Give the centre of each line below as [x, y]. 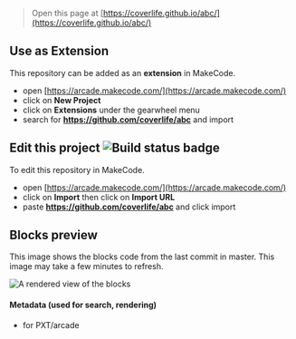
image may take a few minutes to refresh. [86, 266]
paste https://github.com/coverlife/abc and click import [129, 207]
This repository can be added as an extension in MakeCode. [123, 73]
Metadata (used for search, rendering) [83, 305]
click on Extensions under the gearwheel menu [111, 110]
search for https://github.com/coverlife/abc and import [128, 119]
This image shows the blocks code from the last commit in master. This [142, 257]
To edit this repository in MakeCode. [77, 169]
